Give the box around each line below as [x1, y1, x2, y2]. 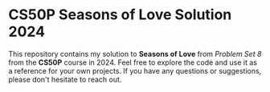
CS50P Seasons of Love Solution [8, 6, 232, 24]
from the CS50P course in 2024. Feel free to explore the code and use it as [8, 58, 257, 67]
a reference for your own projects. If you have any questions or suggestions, [8, 66, 262, 75]
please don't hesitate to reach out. [8, 74, 122, 84]
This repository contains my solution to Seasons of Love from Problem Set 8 [8, 49, 262, 58]
